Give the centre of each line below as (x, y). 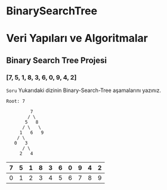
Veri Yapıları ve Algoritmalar (77, 39)
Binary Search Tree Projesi (57, 60)
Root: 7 (16, 102)
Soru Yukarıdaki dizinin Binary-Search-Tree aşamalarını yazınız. (83, 90)
